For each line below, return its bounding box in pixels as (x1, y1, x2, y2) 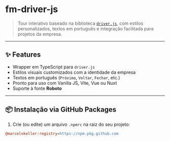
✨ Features (5, 51, 41, 59)
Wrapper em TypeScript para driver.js (12, 64, 95, 70)
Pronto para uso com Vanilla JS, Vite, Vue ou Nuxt (12, 80, 117, 86)
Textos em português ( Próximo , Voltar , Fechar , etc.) (12, 74, 120, 80)
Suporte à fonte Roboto (12, 85, 62, 91)
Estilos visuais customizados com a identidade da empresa (12, 69, 136, 75)
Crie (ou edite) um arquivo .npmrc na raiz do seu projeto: (12, 121, 130, 127)
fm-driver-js (5, 4, 58, 15)
